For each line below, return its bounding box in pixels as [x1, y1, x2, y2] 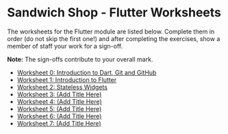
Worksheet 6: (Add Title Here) [16, 111, 102, 120]
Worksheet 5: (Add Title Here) [16, 105, 102, 113]
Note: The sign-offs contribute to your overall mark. [7, 55, 153, 63]
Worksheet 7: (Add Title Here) [16, 119, 101, 127]
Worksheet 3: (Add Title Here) [16, 90, 102, 98]
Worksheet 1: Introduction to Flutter [16, 75, 117, 83]
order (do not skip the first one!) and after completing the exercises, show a [7, 34, 220, 42]
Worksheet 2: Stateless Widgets [16, 83, 108, 91]
